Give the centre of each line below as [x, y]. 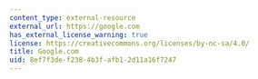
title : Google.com [44, 52]
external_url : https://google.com [75, 26]
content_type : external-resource [73, 18]
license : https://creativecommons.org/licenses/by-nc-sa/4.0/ [129, 43]
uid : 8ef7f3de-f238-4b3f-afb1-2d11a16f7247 [93, 60]
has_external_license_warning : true [79, 35]
